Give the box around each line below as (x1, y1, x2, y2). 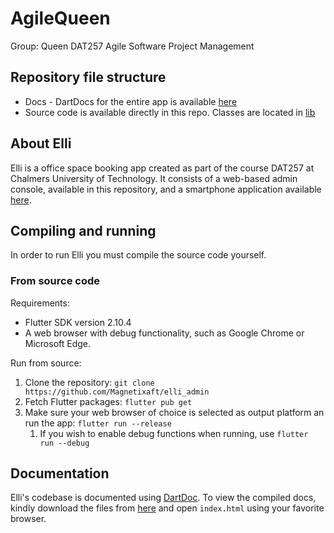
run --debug (39, 438, 90, 448)
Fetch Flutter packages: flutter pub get (24, 395, 193, 407)
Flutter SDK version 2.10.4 (24, 316, 132, 328)
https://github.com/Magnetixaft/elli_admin (24, 387, 210, 397)
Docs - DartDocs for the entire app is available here (24, 95, 238, 107)
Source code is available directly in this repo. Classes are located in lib (24, 106, 316, 118)
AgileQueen (10, 7, 111, 30)
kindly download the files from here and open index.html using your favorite (10, 502, 325, 514)
